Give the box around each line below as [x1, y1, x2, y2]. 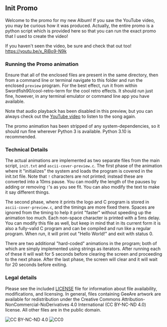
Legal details [5, 274, 37, 281]
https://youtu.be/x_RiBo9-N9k [5, 48, 67, 54]
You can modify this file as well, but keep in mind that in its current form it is [5, 220, 161, 226]
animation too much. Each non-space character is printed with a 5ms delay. [5, 215, 161, 221]
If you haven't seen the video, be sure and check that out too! [5, 42, 132, 49]
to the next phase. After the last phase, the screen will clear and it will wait [5, 257, 158, 263]
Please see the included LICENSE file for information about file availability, [5, 286, 158, 292]
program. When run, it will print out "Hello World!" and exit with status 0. [5, 231, 154, 237]
